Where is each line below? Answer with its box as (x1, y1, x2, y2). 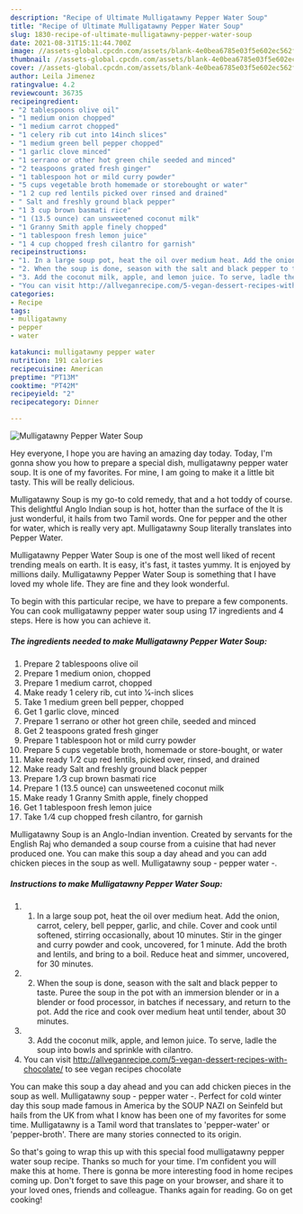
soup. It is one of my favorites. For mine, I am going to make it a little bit (10, 467, 275, 477)
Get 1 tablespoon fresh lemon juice (22, 802, 152, 812)
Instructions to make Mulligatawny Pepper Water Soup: (10, 878, 223, 889)
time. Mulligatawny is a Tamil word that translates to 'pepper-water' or (10, 1119, 271, 1130)
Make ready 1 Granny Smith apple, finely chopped (22, 792, 209, 802)
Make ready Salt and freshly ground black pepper (22, 763, 208, 775)
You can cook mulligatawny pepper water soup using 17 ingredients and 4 (10, 605, 284, 616)
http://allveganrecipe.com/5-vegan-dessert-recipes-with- (72, 1054, 288, 1065)
